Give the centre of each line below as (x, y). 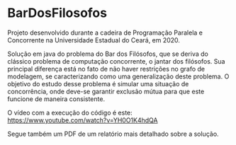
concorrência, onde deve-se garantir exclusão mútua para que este (106, 91)
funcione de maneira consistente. (56, 99)
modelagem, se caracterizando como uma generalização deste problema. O (118, 76)
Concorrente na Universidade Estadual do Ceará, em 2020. (94, 40)
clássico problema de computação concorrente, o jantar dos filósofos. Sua (116, 61)
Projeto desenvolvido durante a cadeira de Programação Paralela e (105, 33)
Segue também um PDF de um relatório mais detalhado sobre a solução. (113, 134)
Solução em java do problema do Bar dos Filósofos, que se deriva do (108, 54)
